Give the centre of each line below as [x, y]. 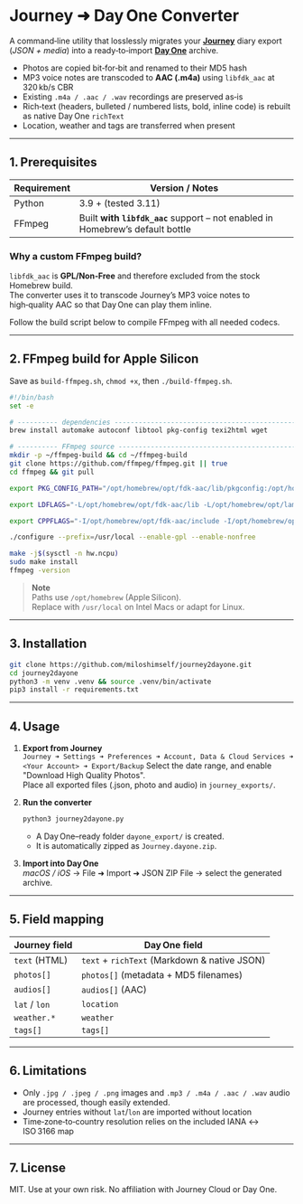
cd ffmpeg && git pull [52, 472]
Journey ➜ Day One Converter [124, 16]
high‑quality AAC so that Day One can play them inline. [110, 305]
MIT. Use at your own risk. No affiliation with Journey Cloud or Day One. [143, 1190]
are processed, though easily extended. [96, 1102]
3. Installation [48, 644]
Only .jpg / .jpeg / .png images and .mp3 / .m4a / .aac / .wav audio [156, 1092]
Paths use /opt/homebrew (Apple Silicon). [106, 597]
